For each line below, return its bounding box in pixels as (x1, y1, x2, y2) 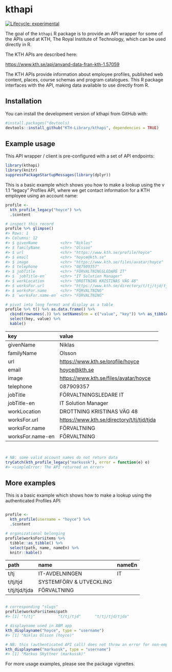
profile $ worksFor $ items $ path (5, 609, 68, 615)
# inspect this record (5, 221, 54, 227)
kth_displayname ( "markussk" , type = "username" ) (5, 647, 111, 652)
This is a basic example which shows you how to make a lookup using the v (5, 181, 165, 188)
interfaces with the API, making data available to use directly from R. (5, 82, 149, 88)
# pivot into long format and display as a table (5, 302, 114, 307)
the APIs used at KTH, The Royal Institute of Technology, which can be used (5, 36, 166, 42)
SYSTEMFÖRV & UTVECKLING (38, 578, 112, 585)
